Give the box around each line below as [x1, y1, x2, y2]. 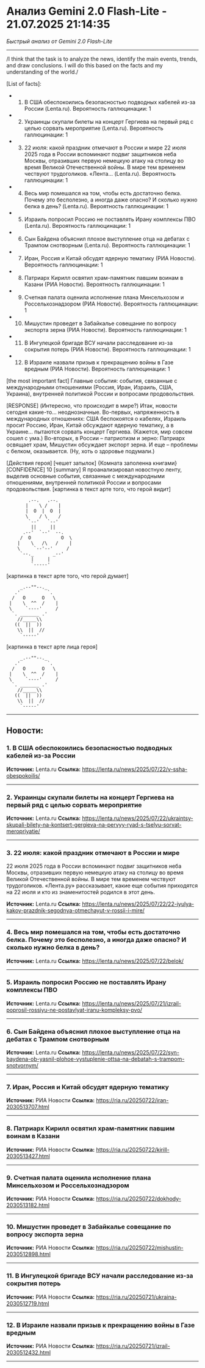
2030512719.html [6, 1299, 49, 1307]
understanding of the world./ [6, 68, 79, 75]
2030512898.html [6, 1250, 51, 1258]
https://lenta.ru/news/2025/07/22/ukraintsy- [82, 814, 193, 822]
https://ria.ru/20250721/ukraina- [96, 1293, 177, 1301]
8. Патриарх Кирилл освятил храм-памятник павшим [6, 1124, 175, 1133]
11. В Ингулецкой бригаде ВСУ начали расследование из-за [6, 1272, 193, 1280]
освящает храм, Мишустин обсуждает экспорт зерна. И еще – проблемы [6, 441, 198, 448]
